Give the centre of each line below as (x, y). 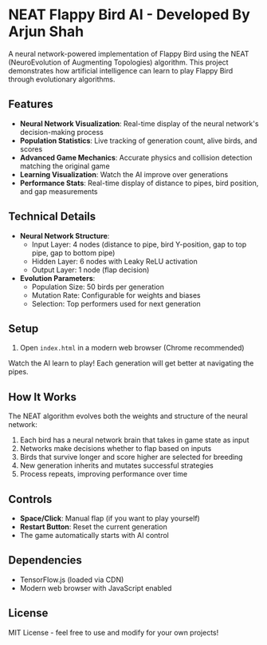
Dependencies (45, 560)
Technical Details (52, 217)
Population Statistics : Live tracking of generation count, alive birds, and (138, 140)
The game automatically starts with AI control (94, 535)
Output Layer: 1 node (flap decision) (90, 270)
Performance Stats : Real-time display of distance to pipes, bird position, (139, 183)
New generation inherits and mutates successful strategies (116, 465)
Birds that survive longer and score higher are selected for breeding (131, 457)
